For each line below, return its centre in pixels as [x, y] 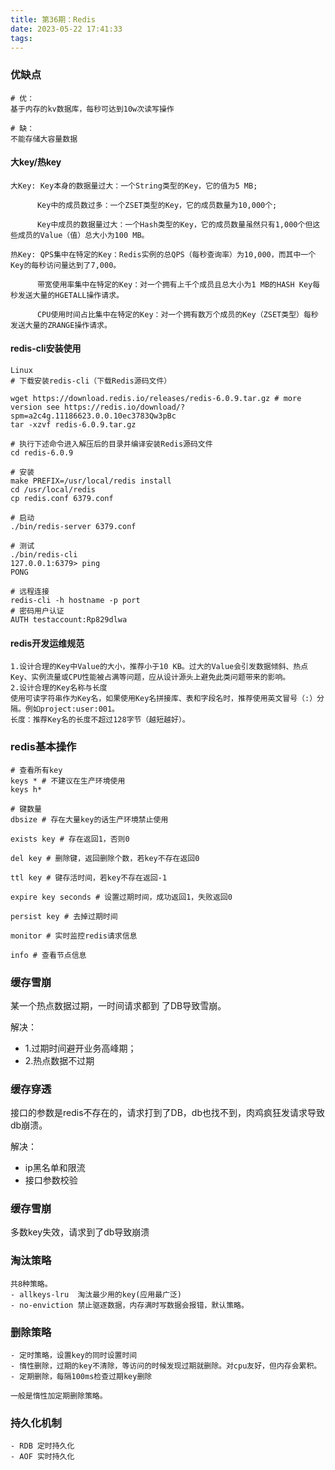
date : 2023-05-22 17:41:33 [66, 29]
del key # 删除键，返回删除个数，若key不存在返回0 [105, 858]
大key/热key [36, 162]
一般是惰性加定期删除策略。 [59, 1396]
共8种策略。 [31, 1284]
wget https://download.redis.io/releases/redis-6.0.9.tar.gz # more [156, 399]
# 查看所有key [36, 770]
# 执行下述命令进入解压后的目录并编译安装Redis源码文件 [111, 444]
